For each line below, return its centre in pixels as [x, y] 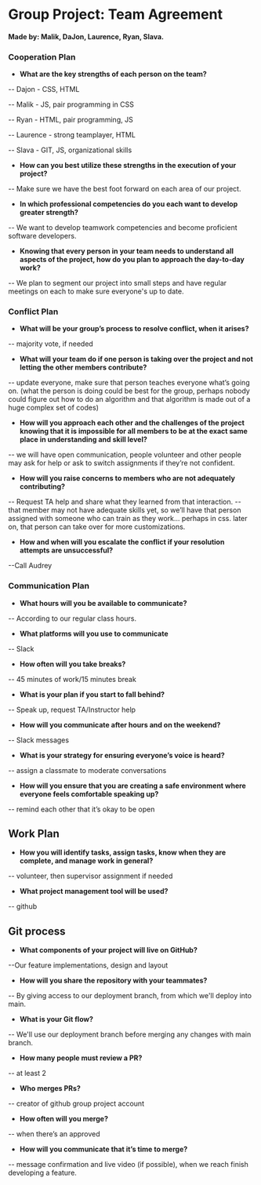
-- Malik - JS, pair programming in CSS [71, 104]
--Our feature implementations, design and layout [88, 965]
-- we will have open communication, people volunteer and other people [125, 455]
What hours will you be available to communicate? [103, 603]
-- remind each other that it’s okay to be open [82, 809]
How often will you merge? [63, 1119]
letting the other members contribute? [83, 367]
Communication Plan [49, 586]
